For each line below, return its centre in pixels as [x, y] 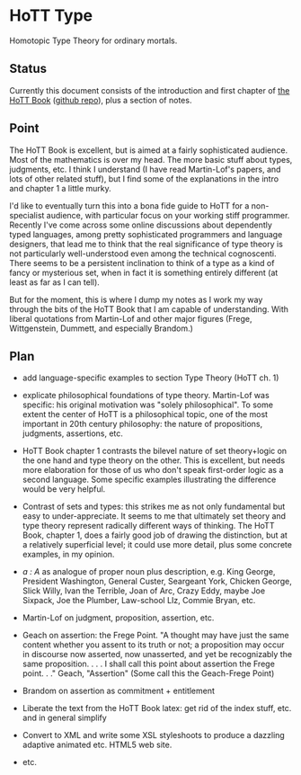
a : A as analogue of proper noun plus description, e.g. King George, [149, 572]
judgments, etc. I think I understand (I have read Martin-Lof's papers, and [145, 169]
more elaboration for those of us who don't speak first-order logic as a [153, 470]
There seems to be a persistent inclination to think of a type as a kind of [142, 263]
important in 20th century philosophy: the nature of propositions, [142, 424]
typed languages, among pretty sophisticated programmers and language [146, 234]
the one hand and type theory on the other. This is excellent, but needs [154, 460]
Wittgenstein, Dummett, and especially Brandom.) [101, 328]
